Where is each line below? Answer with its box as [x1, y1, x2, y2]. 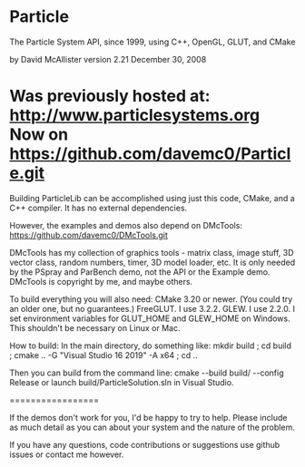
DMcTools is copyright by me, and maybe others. [9, 276, 193, 287]
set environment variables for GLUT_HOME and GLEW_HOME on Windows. [9, 313, 290, 324]
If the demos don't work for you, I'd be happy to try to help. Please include [9, 412, 288, 423]
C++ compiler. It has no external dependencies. [9, 202, 188, 213]
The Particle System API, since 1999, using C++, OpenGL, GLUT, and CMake [9, 36, 296, 47]
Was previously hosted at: [9, 86, 211, 106]
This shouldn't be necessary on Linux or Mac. [9, 322, 181, 333]
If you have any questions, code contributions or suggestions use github [9, 439, 280, 450]
